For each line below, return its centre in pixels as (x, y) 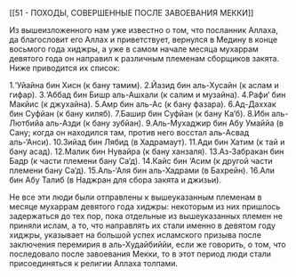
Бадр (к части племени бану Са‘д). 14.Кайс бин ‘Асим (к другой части (141, 161)
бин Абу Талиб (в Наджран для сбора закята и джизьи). (116, 180)
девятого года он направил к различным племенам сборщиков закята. (144, 58)
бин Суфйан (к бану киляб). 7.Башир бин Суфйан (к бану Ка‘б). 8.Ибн (139, 114)
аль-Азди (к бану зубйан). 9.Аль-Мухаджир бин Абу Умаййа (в (165, 123)
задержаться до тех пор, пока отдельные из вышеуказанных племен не (146, 216)
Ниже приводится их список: (64, 68)
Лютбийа (27, 123)
